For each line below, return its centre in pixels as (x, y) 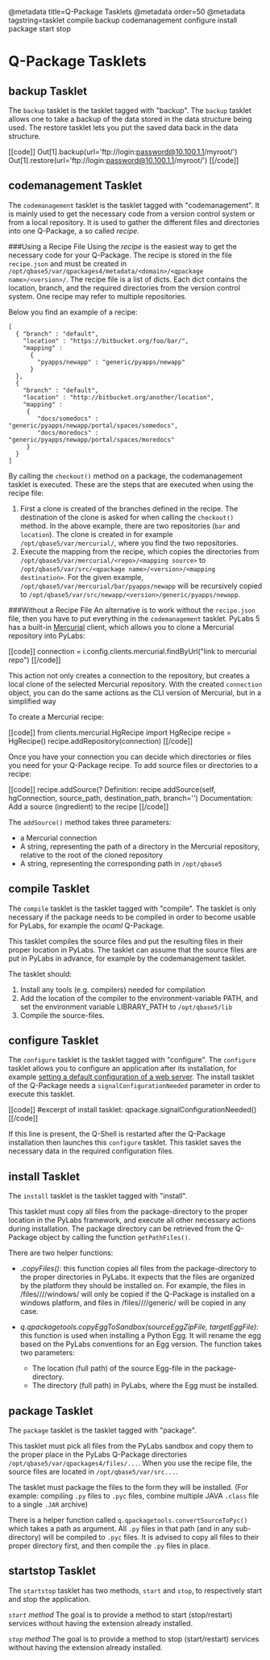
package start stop (39, 29)
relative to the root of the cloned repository (91, 855)
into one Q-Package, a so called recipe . (74, 231)
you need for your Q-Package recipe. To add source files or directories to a (133, 765)
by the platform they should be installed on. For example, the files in (133, 1286)
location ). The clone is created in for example (96, 534)
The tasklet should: (40, 974)
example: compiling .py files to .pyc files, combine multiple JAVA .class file (134, 1496)
